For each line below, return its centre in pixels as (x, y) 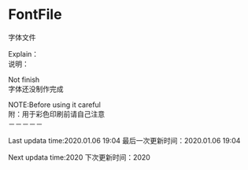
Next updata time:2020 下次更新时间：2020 (80, 157)
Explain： (24, 54)
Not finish (24, 79)
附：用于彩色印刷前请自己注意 (56, 114)
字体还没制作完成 (36, 89)
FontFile (35, 15)
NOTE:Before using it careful (54, 105)
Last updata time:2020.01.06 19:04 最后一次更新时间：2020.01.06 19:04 (124, 140)
